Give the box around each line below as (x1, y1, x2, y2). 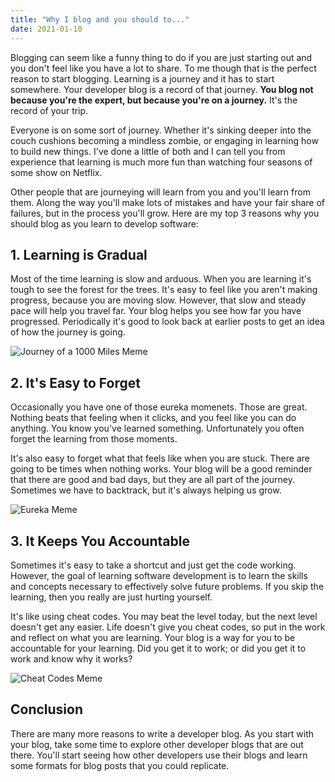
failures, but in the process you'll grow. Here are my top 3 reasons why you (10, 207, 320, 219)
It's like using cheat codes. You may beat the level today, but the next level (10, 610, 318, 622)
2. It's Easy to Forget (10, 374, 141, 391)
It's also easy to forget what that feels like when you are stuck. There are (10, 452, 310, 465)
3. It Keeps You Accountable (10, 532, 190, 550)
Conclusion (10, 701, 84, 718)
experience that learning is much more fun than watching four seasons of (10, 156, 313, 168)
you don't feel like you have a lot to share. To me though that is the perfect (10, 62, 317, 74)
